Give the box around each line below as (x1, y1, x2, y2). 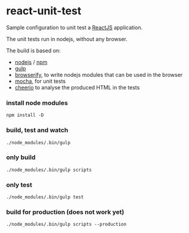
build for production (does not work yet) (6, 208, 125, 216)
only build (6, 153, 36, 161)
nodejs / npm (14, 58, 48, 66)
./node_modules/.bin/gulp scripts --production (6, 222, 127, 228)
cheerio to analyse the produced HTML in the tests (14, 83, 140, 91)
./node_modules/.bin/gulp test (6, 194, 84, 200)
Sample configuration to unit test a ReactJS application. (6, 24, 143, 31)
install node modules (6, 98, 69, 107)
